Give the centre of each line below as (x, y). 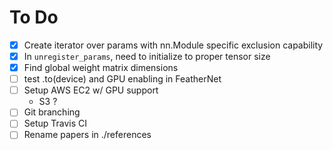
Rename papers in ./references (87, 135)
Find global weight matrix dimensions (101, 68)
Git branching (52, 112)
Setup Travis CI (55, 123)
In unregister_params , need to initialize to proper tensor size (147, 56)
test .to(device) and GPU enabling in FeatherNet (122, 79)
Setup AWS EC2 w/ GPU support (91, 90)
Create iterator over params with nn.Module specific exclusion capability (173, 45)
